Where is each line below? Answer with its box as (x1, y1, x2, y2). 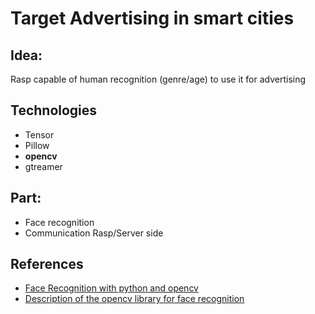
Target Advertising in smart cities (10, 7, 295, 30)
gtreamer (24, 160, 63, 172)
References (10, 256, 84, 273)
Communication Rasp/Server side (24, 227, 164, 239)
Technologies (10, 102, 98, 119)
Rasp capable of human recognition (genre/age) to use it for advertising (10, 73, 307, 85)
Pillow (24, 139, 50, 151)
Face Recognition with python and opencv (24, 282, 199, 294)
